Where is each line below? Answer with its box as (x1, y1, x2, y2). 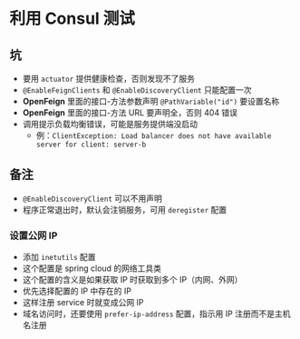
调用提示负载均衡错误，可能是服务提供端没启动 (22, 119, 198, 129)
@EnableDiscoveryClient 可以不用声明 (22, 193, 163, 204)
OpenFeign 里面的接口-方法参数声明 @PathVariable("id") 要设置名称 (22, 96, 280, 106)
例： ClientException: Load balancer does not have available (35, 130, 272, 141)
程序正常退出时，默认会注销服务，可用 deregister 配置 (22, 204, 227, 214)
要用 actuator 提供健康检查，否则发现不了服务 (22, 74, 195, 84)
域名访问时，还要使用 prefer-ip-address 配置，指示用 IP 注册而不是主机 (22, 308, 291, 319)
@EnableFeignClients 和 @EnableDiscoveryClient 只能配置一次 (22, 85, 252, 95)
